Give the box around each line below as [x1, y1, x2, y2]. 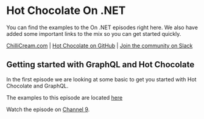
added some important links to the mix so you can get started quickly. [6, 30, 181, 37]
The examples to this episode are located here [6, 93, 123, 101]
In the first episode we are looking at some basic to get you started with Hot [6, 75, 197, 83]
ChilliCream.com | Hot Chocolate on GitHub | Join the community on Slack [6, 42, 193, 49]
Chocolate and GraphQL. [6, 82, 69, 89]
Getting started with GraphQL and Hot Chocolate [6, 59, 195, 70]
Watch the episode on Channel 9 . [6, 106, 90, 113]
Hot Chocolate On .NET [6, 4, 126, 18]
